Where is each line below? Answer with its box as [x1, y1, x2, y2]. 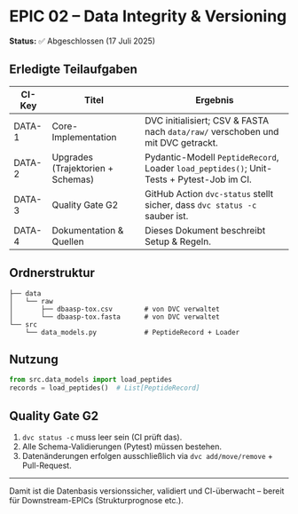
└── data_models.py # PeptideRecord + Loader [25, 328, 240, 336]
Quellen [51, 235, 84, 248]
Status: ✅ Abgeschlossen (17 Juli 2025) [9, 36, 156, 46]
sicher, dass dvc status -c [145, 198, 257, 210]
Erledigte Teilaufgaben [9, 62, 137, 77]
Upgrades [51, 151, 93, 163]
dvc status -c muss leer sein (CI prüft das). [21, 431, 183, 442]
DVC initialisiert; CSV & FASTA [145, 114, 269, 126]
